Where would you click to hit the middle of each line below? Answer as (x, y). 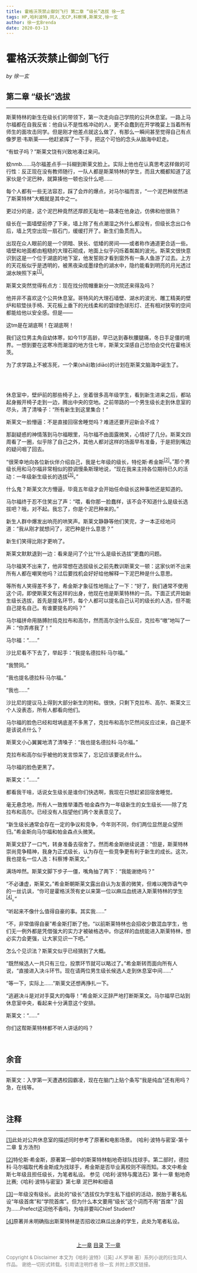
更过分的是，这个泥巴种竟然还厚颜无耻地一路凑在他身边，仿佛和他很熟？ (93, 211)
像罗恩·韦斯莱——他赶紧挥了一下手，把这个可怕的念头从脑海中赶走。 (89, 139)
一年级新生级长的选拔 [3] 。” (47, 476)
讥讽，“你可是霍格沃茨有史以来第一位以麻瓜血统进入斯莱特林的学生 (102, 891)
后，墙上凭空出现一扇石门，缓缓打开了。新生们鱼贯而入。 (75, 231)
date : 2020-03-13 (27, 28)
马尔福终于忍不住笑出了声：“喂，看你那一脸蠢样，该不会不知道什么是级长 (95, 501)
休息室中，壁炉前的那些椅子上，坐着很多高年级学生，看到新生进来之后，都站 (98, 394)
